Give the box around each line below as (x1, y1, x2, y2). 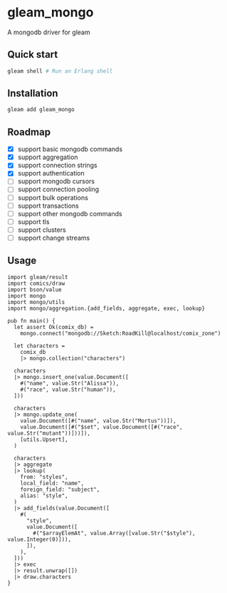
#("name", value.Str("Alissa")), (20, 380, 120, 387)
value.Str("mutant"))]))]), (7, 430, 91, 437)
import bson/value (7, 286, 62, 293)
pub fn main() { (7, 317, 56, 325)
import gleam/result (7, 273, 69, 280)
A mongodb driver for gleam (7, 28, 90, 36)
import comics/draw (7, 280, 65, 287)
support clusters (17, 225, 66, 234)
